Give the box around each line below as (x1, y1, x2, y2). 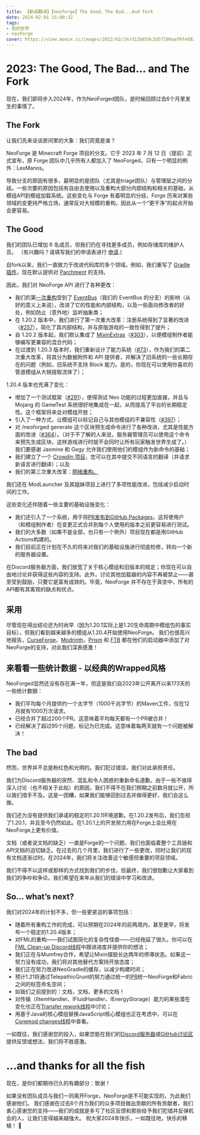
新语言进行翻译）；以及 (14, 460, 70, 467)
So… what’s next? (6, 891, 74, 902)
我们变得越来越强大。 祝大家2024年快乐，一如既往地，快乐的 (32, 1114, 183, 1121)
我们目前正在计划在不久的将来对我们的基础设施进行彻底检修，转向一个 (14, 543, 187, 550)
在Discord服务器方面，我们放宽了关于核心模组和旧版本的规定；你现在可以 (6, 563, 187, 570)
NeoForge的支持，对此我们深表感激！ (6, 644, 98, 651)
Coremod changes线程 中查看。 (14, 1018, 92, 1025)
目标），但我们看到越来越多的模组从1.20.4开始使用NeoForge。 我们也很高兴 (6, 629, 190, 636)
